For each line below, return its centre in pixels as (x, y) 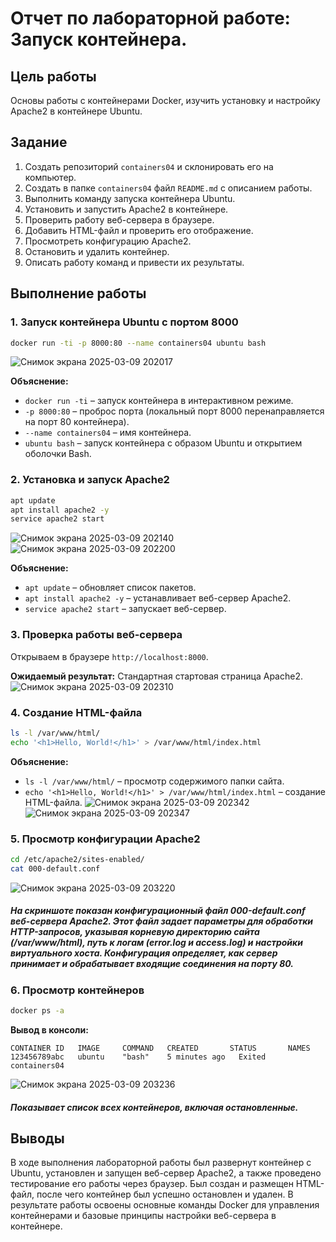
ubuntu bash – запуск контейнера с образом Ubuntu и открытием (163, 443)
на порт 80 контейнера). (77, 422)
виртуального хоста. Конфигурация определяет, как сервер (144, 953)
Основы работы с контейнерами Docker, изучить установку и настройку (165, 100)
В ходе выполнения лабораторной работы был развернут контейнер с (161, 1163)
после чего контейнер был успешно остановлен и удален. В (165, 1194)
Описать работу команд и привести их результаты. (134, 262)
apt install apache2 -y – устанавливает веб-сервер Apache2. (158, 598)
